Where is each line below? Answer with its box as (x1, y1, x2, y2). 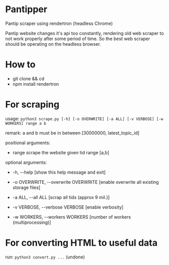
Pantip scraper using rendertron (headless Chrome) (5, 20, 113, 26)
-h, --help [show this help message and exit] (12, 169, 106, 175)
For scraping (5, 99, 60, 110)
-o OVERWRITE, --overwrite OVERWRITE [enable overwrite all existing (12, 179, 159, 185)
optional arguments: (5, 159, 47, 165)
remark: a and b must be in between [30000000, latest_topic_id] (5, 129, 140, 136)
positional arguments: (5, 140, 51, 146)
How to (5, 59, 36, 71)
